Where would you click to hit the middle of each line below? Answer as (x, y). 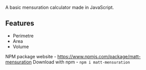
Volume (21, 46)
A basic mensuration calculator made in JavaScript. (60, 7)
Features (20, 23)
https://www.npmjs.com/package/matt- (99, 56)
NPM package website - (31, 56)
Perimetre (23, 36)
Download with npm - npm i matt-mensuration (81, 62)
